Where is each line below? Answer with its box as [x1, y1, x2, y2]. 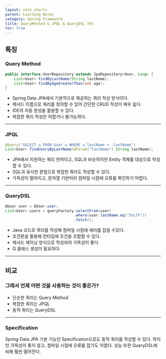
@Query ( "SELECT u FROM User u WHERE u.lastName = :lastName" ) [5, 142, 136, 147]
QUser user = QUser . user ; [5, 204, 58, 209]
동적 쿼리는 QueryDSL [12, 307, 56, 313]
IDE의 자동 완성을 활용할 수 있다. [12, 108, 75, 114]
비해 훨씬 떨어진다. [5, 349, 41, 355]
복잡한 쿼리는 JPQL [12, 300, 50, 306]
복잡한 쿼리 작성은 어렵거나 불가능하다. [12, 114, 86, 120]
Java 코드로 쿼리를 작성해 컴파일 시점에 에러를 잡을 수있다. [12, 227, 125, 233]
